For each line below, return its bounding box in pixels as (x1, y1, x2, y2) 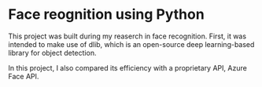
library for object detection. (8, 48, 97, 57)
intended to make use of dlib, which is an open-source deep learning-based (8, 39, 255, 49)
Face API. (8, 71, 39, 81)
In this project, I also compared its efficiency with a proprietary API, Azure (8, 63, 248, 72)
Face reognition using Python (8, 5, 205, 24)
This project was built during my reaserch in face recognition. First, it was (8, 31, 246, 41)
